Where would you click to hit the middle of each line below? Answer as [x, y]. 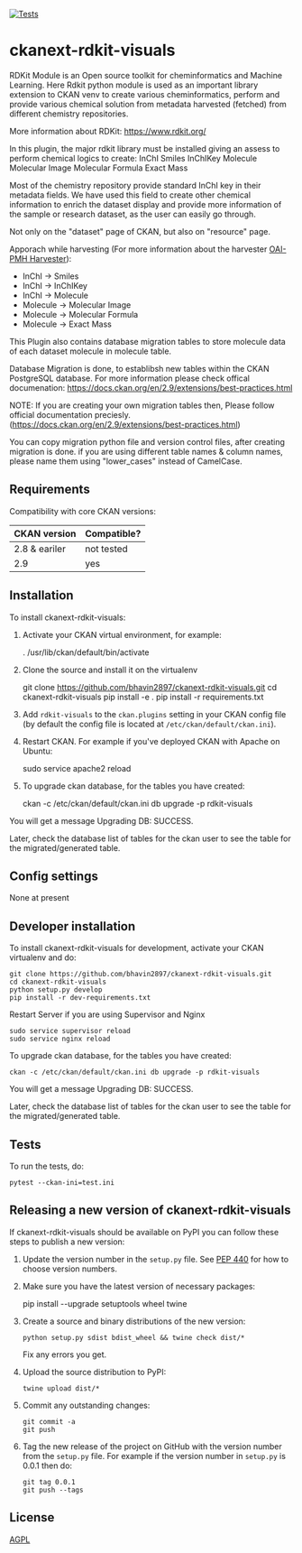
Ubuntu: [37, 751]
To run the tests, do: [46, 1166]
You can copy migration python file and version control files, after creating [147, 441]
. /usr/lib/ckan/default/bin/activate [86, 652]
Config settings [54, 876]
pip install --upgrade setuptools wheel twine [105, 1303]
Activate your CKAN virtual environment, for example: [122, 634]
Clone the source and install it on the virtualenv [110, 670]
